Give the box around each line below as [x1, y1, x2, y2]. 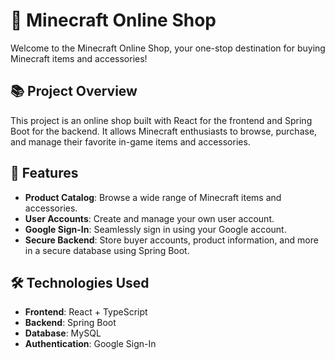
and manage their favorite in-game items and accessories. [10, 135, 251, 148]
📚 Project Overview [10, 83, 138, 100]
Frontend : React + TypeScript [24, 306, 148, 318]
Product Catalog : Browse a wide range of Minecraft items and [24, 191, 282, 203]
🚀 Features [10, 165, 79, 182]
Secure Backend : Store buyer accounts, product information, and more [24, 234, 319, 246]
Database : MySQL [24, 327, 102, 339]
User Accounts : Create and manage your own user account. [24, 212, 275, 224]
